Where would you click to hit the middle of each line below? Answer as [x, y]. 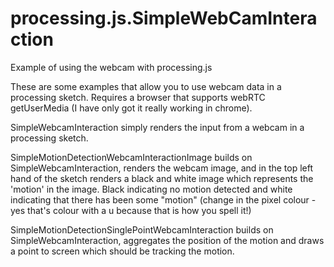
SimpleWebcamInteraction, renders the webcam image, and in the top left [162, 168]
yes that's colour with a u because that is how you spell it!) [131, 210]
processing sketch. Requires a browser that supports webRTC [138, 97]
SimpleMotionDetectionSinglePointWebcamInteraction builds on [142, 229]
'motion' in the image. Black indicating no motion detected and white [151, 189]
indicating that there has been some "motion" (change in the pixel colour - [163, 199]
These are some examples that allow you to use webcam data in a [146, 86]
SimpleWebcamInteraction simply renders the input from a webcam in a [157, 127]
